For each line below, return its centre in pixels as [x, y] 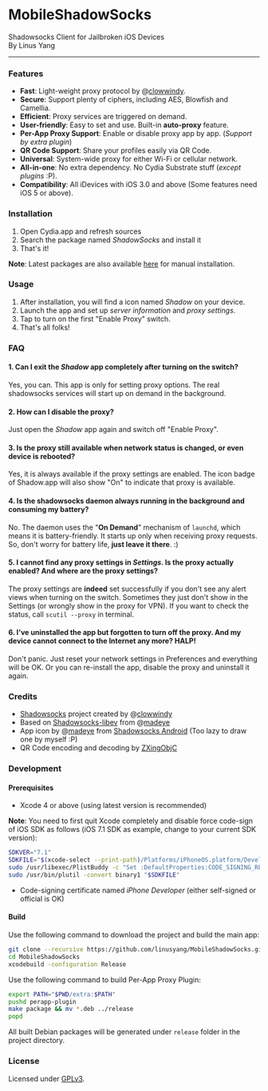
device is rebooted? [42, 456]
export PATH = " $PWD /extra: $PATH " [62, 994]
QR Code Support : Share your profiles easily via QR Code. [116, 150]
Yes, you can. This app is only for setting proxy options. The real [114, 385]
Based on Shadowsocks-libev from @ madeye [95, 722]
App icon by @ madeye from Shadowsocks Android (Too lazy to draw [133, 731]
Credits [23, 696]
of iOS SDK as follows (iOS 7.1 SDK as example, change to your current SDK [132, 829]
